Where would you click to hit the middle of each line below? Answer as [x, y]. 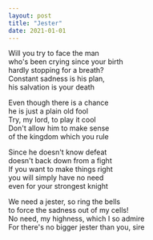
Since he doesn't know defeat [58, 152]
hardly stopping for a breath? [56, 70]
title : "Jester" [35, 23]
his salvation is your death [51, 87]
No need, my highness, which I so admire [76, 219]
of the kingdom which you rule [59, 137]
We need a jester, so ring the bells [64, 202]
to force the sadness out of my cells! [68, 210]
